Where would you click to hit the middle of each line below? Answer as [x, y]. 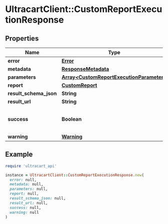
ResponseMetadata [85, 69]
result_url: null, [29, 203]
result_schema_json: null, [38, 198]
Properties [22, 38]
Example [19, 155]
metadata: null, [26, 184]
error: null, [23, 180]
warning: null [24, 212]
